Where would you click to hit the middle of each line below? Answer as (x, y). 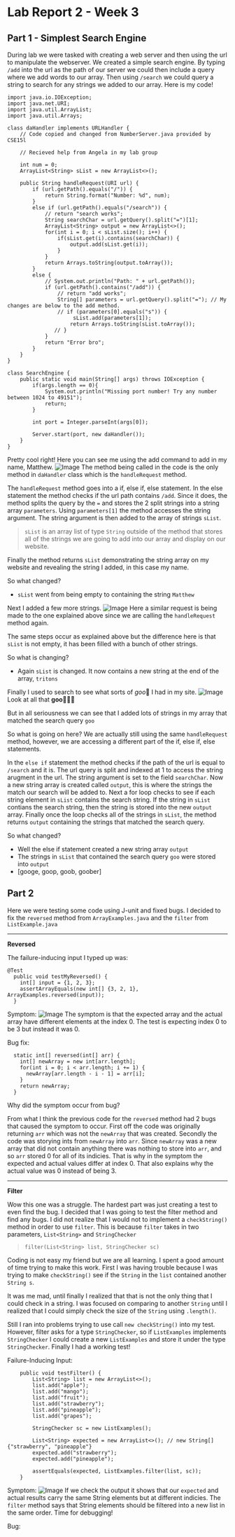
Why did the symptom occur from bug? (64, 1105)
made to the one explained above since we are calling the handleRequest (111, 616)
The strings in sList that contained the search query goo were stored (116, 856)
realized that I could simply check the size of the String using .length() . (112, 1311)
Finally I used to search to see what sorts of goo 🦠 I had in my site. (102, 692)
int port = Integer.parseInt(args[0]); (91, 422)
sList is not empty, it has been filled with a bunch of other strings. (102, 644)
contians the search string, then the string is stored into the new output (109, 807)
